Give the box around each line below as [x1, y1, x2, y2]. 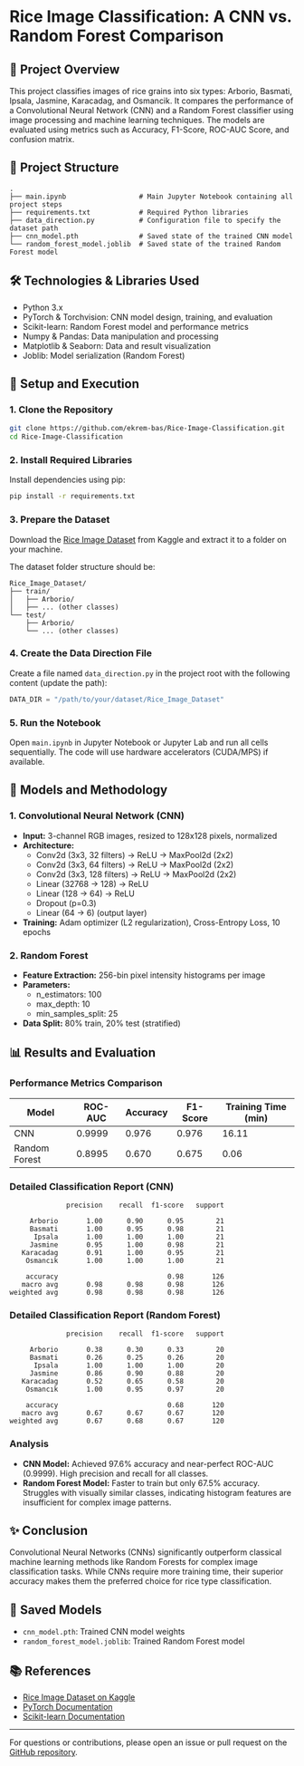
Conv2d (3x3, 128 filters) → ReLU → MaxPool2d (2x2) [35, 868, 237, 880]
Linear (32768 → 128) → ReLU [35, 878, 149, 889]
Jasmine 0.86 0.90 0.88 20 [29, 1369, 224, 1378]
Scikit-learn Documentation [22, 1711, 125, 1722]
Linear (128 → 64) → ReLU [35, 888, 136, 899]
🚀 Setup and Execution [9, 376, 140, 391]
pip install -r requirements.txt [9, 492, 136, 501]
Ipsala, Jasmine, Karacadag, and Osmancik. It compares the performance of [9, 95, 294, 106]
